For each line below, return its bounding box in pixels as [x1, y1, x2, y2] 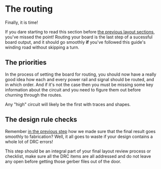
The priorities [5, 58, 47, 67]
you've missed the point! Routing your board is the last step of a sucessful [5, 34, 153, 40]
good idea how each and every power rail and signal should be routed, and [5, 76, 154, 82]
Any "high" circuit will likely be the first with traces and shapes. [5, 101, 131, 107]
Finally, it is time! [5, 19, 38, 25]
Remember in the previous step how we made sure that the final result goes [5, 128, 156, 134]
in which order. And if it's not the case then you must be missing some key [5, 82, 153, 87]
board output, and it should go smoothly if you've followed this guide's [5, 39, 146, 45]
